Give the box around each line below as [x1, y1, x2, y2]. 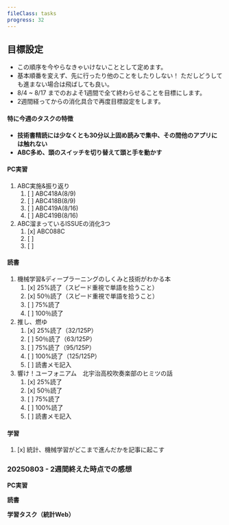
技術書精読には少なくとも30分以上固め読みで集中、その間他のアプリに [16, 131, 218, 139]
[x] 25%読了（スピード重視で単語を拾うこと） [27, 283, 158, 292]
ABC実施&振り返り [16, 181, 70, 189]
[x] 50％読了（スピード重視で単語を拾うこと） [27, 292, 159, 300]
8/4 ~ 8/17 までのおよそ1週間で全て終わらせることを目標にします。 [16, 89, 206, 97]
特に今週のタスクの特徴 [7, 114, 73, 122]
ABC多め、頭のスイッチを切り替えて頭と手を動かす [16, 148, 162, 156]
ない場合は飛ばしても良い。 [35, 80, 113, 89]
